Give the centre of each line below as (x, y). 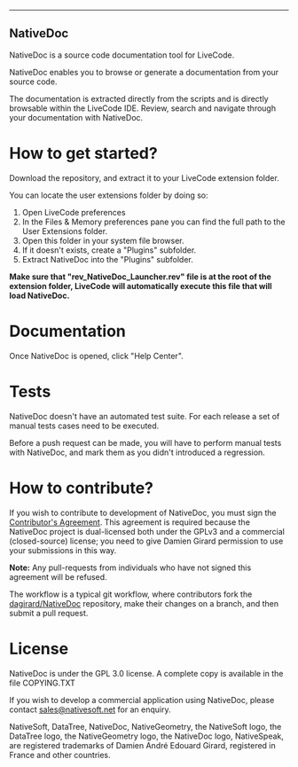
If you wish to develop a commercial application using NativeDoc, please (142, 700)
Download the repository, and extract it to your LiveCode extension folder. (144, 177)
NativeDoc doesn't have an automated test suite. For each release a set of (145, 416)
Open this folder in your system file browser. (103, 240)
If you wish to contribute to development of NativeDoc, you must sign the (143, 513)
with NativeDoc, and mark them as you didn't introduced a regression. (137, 452)
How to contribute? (81, 488)
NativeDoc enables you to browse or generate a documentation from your (144, 72)
